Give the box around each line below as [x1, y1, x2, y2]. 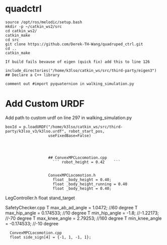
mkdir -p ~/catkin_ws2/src [5, 24, 62, 29]
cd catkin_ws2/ [5, 28, 37, 33]
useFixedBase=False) [48, 133, 92, 138]
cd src [5, 37, 19, 42]
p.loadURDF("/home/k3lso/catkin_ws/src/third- [23, 124, 123, 129]
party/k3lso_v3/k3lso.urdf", [5, 129, 67, 134]
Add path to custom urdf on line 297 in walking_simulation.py [5, 114, 132, 121]
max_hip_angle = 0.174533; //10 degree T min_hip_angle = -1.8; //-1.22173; [5, 210, 159, 216]
